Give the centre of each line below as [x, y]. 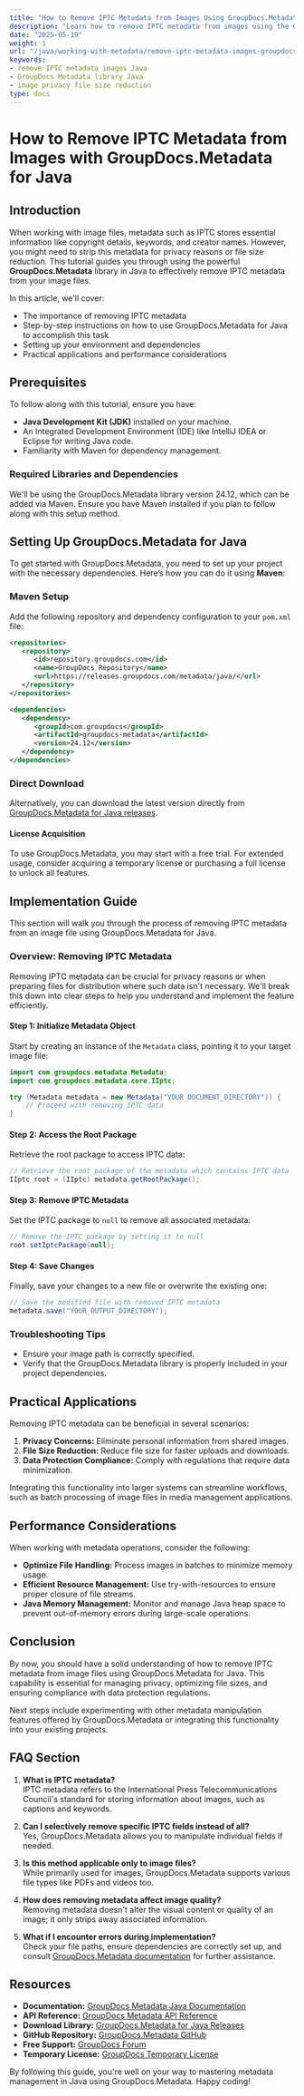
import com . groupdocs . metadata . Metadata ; [89, 1072]
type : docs [30, 93]
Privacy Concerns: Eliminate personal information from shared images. [156, 1441]
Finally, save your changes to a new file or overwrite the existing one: [138, 1286]
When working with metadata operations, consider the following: [130, 1548]
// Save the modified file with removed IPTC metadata [115, 1303]
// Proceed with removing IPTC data [95, 1106]
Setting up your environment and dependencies [111, 344]
